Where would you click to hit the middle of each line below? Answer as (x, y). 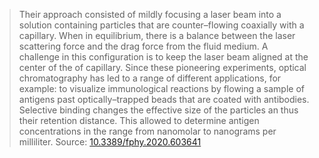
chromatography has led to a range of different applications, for (150, 78)
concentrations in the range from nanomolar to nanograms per (147, 131)
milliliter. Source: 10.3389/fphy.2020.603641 (110, 142)
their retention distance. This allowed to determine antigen (139, 120)
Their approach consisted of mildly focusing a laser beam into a (150, 14)
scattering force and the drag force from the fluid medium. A (143, 46)
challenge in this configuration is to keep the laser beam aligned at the (163, 57)
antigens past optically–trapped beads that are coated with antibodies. (164, 99)
